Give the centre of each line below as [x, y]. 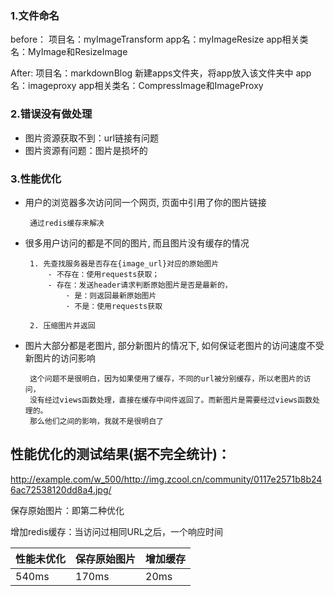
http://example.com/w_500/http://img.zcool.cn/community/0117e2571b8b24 [166, 479]
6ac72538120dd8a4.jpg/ [61, 489]
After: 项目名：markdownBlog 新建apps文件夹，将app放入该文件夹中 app [161, 73]
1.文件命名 [35, 15]
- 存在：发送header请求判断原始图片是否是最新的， [140, 285]
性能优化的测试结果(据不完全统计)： [120, 454]
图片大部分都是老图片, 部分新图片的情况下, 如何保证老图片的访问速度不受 [174, 345]
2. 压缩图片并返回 [62, 325]
